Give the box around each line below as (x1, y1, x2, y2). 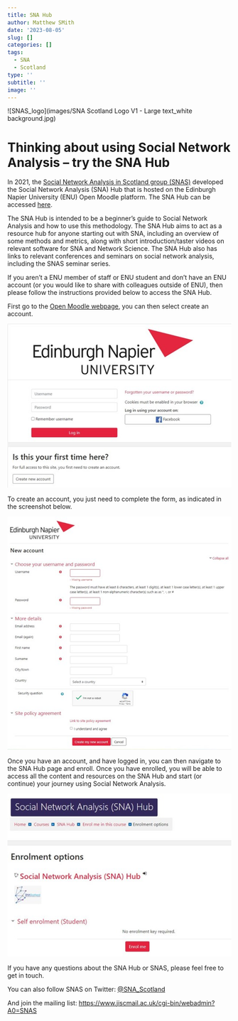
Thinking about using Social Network (7, 139, 231, 156)
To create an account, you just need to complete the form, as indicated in (7, 495, 222, 504)
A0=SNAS (7, 1006, 37, 1015)
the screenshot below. (7, 502, 72, 511)
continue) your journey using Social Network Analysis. (7, 779, 166, 788)
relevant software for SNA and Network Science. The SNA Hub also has (7, 244, 218, 253)
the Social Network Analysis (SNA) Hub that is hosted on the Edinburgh (7, 185, 216, 194)
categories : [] (7, 41, 53, 49)
